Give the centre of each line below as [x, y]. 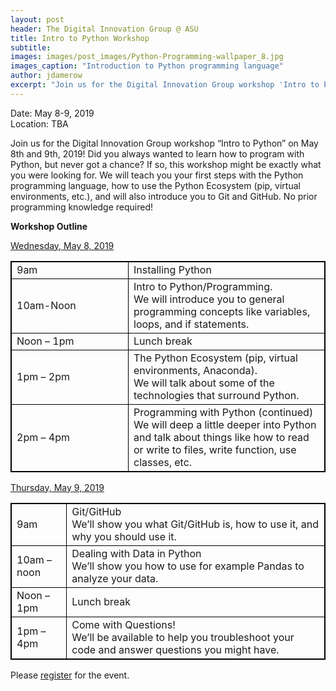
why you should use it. [124, 536]
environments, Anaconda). [195, 370]
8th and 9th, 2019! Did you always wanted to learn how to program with [157, 153]
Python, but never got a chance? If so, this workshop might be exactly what [166, 164]
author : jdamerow [46, 76]
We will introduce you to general [209, 299]
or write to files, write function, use [215, 449]
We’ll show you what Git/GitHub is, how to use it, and [195, 524]
